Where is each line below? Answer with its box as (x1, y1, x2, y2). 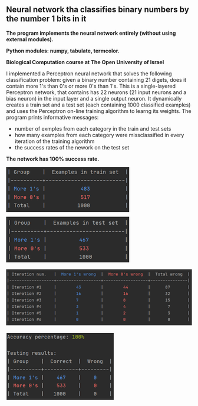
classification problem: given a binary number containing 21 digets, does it (6, 76, 187, 83)
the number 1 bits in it (6, 14, 87, 24)
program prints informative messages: (6, 114, 99, 121)
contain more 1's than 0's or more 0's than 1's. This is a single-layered (6, 82, 176, 89)
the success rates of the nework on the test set (14, 144, 130, 151)
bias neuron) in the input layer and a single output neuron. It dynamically (6, 95, 182, 102)
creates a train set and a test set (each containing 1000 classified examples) (6, 101, 191, 108)
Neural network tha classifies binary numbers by (6, 5, 190, 15)
